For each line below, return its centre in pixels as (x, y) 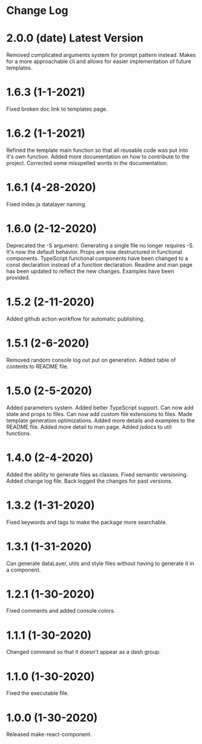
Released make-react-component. (49, 734)
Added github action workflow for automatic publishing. (76, 319)
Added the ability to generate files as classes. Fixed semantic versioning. (97, 474)
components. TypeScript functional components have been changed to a (97, 258)
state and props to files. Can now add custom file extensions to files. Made (99, 414)
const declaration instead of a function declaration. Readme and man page (99, 264)
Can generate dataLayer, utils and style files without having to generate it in (100, 563)
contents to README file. (37, 366)
